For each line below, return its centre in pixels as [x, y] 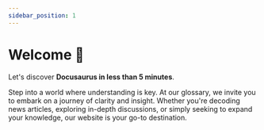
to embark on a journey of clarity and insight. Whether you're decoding [124, 101]
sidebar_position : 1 [42, 15]
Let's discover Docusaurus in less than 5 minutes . [91, 77]
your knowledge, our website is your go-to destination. [98, 117]
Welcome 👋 [46, 54]
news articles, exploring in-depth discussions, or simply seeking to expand [130, 109]
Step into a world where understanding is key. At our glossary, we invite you [132, 92]
